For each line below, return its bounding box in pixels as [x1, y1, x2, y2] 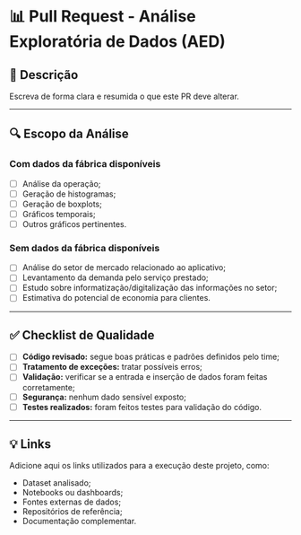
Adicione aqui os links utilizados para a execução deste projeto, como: [9, 460, 271, 471]
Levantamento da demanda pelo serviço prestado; [21, 272, 209, 283]
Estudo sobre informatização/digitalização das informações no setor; [21, 283, 278, 294]
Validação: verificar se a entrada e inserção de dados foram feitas [21, 372, 268, 382]
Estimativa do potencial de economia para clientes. [21, 293, 211, 303]
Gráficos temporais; [21, 208, 96, 219]
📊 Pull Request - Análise [9, 6, 197, 27]
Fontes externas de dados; [21, 496, 122, 507]
